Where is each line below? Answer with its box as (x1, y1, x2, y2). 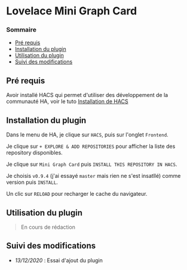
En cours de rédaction (20, 223, 76, 230)
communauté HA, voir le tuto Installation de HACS (6, 98, 128, 105)
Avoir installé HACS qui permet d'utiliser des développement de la (6, 92, 168, 99)
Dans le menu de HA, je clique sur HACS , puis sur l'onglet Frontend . (6, 131, 168, 138)
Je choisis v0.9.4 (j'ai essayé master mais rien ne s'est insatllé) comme (6, 172, 181, 180)
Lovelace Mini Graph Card (6, 4, 137, 18)
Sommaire (6, 26, 37, 34)
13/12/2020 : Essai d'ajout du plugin (14, 256, 103, 264)
